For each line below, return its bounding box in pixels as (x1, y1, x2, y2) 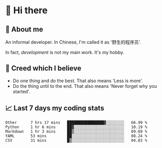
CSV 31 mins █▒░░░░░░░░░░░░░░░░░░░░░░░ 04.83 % (5, 138, 147, 143)
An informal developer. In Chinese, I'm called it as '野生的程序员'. (5, 39, 142, 45)
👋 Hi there (5, 5, 48, 16)
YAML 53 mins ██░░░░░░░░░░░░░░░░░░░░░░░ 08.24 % (5, 133, 147, 138)
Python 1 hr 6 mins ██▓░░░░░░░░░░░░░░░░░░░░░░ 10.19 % (5, 125, 147, 130)
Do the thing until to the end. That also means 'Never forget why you (12, 83, 157, 89)
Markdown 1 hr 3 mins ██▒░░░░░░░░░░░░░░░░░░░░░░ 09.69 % (5, 129, 147, 134)
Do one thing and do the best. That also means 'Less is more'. (12, 78, 143, 84)
